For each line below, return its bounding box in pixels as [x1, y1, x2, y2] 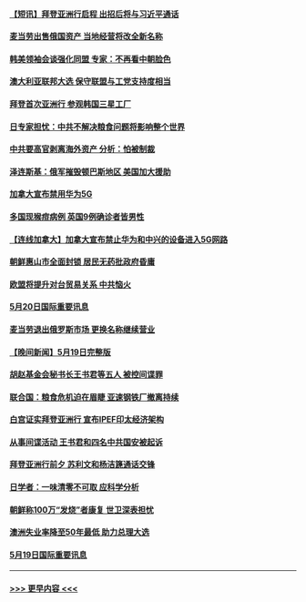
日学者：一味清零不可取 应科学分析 [9, 482, 139, 493]
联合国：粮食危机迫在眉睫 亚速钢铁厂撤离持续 [9, 392, 179, 403]
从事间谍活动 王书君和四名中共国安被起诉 [9, 436, 164, 447]
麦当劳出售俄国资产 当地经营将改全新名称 [9, 31, 164, 42]
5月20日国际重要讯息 [9, 301, 89, 312]
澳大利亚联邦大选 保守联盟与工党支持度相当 [9, 76, 171, 87]
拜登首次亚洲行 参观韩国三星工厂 [9, 98, 132, 109]
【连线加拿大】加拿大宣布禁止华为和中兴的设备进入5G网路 [9, 233, 229, 245]
